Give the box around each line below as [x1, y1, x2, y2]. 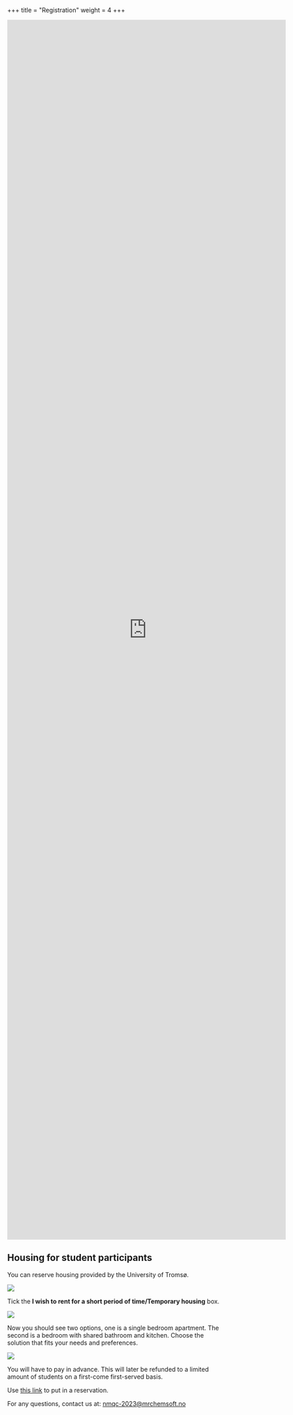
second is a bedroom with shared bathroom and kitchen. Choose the [7, 1331, 204, 1339]
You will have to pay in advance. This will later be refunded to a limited [7, 1365, 209, 1373]
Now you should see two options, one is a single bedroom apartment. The [7, 1324, 219, 1332]
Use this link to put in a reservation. [7, 1386, 109, 1394]
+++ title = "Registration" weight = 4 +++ [7, 6, 125, 14]
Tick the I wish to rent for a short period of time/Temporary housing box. [7, 1297, 220, 1306]
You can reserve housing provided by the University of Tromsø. [7, 1270, 189, 1278]
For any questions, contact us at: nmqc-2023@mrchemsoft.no [7, 1399, 187, 1407]
